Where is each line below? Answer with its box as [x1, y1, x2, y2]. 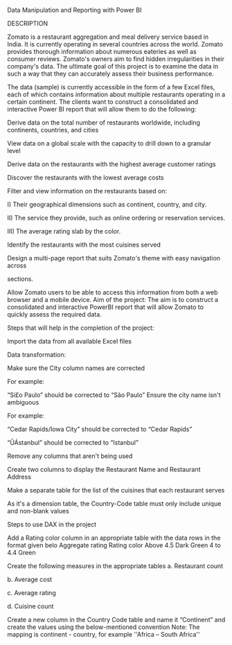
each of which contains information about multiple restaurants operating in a [7, 90, 226, 98]
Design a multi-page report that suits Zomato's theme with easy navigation [7, 254, 220, 262]
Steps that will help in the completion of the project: [7, 324, 154, 332]
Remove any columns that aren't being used [7, 452, 133, 460]
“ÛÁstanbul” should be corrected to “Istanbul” [7, 439, 139, 446]
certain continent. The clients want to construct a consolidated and [7, 98, 199, 106]
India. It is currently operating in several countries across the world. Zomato [7, 40, 224, 48]
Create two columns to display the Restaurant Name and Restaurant [7, 466, 201, 473]
